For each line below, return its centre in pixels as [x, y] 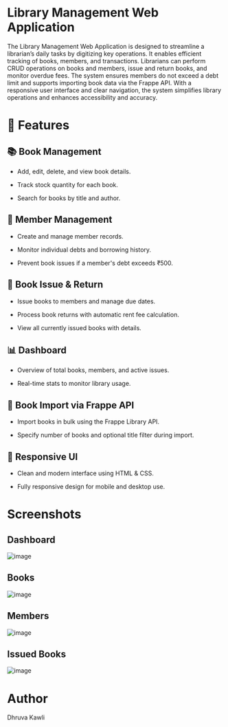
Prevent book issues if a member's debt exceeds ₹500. [95, 263]
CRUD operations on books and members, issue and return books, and [107, 68]
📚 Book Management [54, 152]
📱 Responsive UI [43, 456]
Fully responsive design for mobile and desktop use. [91, 487]
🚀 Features [38, 126]
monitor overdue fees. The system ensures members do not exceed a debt [113, 75]
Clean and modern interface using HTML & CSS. [85, 473]
